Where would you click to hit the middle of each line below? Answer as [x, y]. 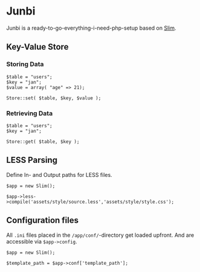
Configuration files [42, 220]
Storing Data [25, 64]
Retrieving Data [30, 113]
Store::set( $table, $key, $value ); [54, 98]
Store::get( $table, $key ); [43, 141]
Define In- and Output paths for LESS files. [60, 174]
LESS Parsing [32, 160]
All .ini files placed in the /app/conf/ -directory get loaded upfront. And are [100, 235]
